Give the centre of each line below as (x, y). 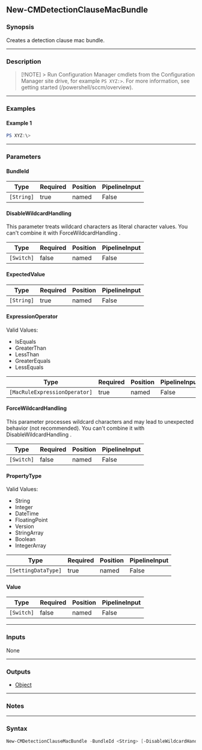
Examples (21, 108)
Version (24, 527)
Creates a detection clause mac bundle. (56, 40)
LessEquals (29, 367)
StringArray (29, 533)
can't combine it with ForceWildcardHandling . (63, 233)
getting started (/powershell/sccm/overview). (77, 87)
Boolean (25, 539)
